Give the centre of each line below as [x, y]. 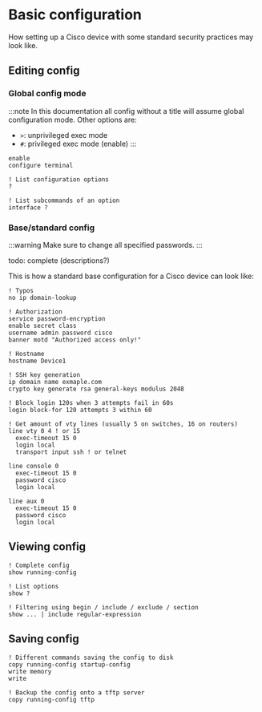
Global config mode [47, 94]
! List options [34, 586]
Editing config [44, 71]
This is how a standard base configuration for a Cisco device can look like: [131, 276]
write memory [30, 671]
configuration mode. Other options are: [73, 119]
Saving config [44, 639]
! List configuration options [59, 179]
